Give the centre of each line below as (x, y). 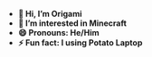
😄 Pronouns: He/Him (58, 33)
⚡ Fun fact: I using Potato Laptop (80, 43)
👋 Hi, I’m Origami (50, 14)
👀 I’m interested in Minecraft (72, 23)
